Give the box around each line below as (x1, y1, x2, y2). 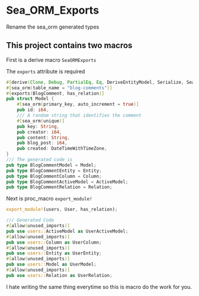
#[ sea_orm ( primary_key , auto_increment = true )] (17, 102, 139, 108)
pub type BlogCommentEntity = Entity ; (6, 168, 102, 174)
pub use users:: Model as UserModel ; (6, 262, 97, 267)
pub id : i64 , (17, 107, 49, 113)
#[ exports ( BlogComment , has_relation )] (6, 90, 105, 96)
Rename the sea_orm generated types (6, 23, 99, 30)
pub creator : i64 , (17, 129, 62, 135)
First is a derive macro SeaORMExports (6, 56, 97, 63)
